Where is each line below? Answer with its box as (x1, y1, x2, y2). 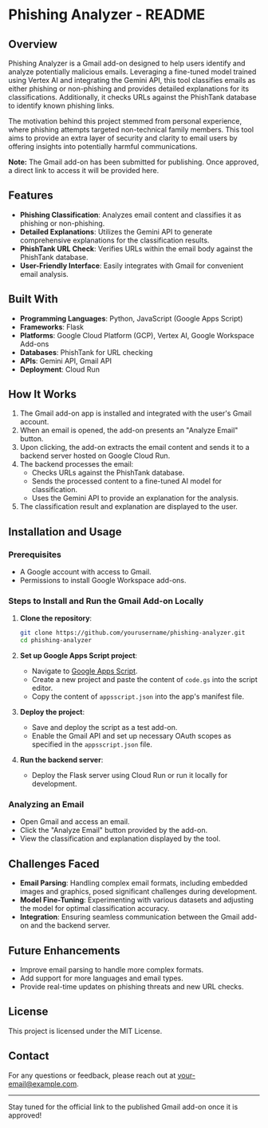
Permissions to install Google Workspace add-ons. (19, 576, 187, 586)
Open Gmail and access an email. (19, 817, 130, 826)
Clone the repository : (19, 613, 93, 623)
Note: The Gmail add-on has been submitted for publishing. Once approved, (8, 157, 259, 167)
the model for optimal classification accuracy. (19, 904, 170, 913)
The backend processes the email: (19, 459, 134, 469)
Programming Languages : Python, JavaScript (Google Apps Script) (19, 314, 243, 323)
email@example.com (8, 1079, 77, 1088)
